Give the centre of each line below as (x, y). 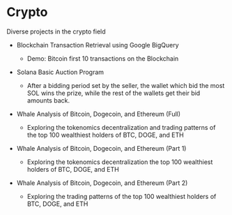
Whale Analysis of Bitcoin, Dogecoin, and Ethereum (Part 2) (102, 183)
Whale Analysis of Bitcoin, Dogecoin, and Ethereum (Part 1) (101, 148)
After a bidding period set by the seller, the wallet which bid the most (126, 85)
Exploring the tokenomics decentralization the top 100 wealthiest (120, 162)
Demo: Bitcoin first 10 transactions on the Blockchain (103, 58)
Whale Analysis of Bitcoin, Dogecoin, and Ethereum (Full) (99, 114)
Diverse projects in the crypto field (56, 31)
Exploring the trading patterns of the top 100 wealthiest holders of (122, 196)
